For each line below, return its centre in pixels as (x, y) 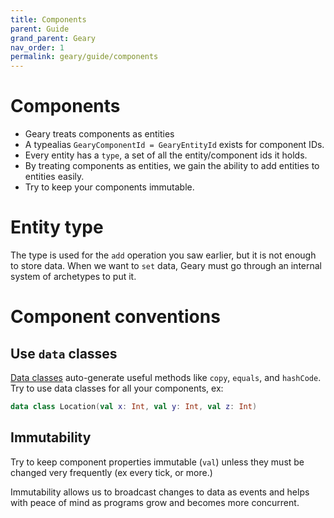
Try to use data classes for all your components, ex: (117, 388)
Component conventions (115, 317)
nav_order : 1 (37, 47)
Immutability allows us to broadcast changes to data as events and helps (160, 492)
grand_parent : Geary (53, 38)
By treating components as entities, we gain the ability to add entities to (172, 166)
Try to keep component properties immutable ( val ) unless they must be (157, 462)
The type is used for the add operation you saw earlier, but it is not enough (163, 255)
